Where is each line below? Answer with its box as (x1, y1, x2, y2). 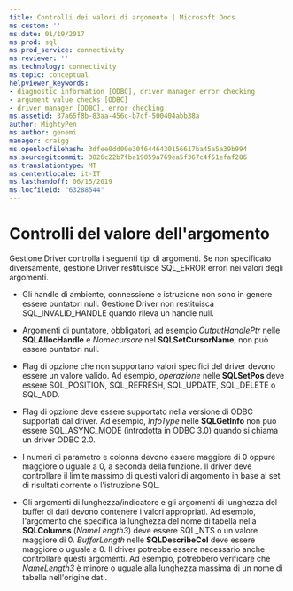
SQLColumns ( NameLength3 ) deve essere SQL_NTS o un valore (21, 525, 258, 535)
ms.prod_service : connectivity (9, 46, 125, 55)
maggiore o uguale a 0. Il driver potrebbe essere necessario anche (21, 543, 266, 554)
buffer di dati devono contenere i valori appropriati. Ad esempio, (21, 506, 257, 517)
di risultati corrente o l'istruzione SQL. (21, 480, 161, 490)
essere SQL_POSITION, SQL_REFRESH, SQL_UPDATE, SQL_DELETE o (21, 380, 276, 390)
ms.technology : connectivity (9, 63, 117, 72)
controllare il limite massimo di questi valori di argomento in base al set (21, 470, 281, 480)
